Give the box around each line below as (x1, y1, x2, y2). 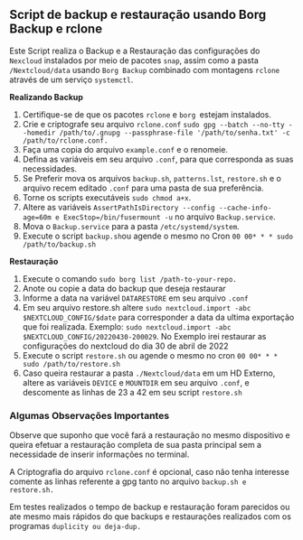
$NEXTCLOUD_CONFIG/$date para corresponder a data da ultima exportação (22, 312, 295, 322)
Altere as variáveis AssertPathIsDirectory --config (22, 201, 215, 212)
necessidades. (22, 163, 78, 174)
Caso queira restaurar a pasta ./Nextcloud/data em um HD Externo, (22, 368, 276, 378)
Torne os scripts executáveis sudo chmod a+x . (22, 191, 192, 202)
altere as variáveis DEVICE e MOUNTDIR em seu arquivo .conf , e (22, 377, 251, 387)
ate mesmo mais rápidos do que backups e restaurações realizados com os (9, 511, 292, 522)
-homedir (22, 128, 56, 137)
